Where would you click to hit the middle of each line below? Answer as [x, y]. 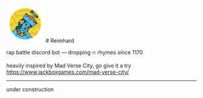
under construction [30, 89]
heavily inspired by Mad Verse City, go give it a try [69, 66]
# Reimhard [60, 41]
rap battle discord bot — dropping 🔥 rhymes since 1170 [75, 52]
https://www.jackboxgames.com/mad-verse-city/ [68, 72]
